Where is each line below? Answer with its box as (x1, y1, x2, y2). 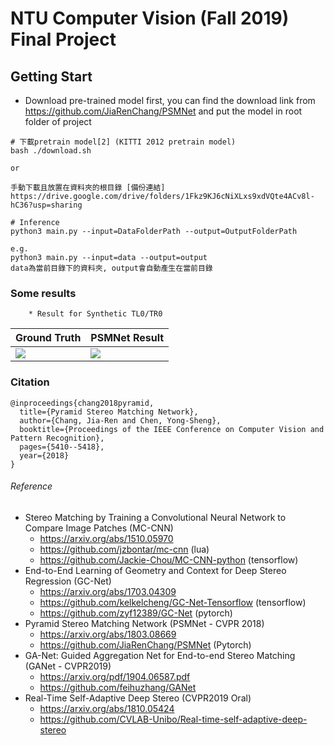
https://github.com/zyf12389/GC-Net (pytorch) (39, 607, 233, 619)
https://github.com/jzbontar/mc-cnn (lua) (39, 543, 210, 555)
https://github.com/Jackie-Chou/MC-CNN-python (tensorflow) (39, 553, 299, 566)
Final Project (10, 28, 117, 51)
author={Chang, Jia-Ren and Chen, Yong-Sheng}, (19, 415, 222, 426)
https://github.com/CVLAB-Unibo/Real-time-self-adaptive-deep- (39, 713, 308, 725)
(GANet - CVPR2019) (24, 660, 112, 672)
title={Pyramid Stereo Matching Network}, (19, 407, 199, 417)
